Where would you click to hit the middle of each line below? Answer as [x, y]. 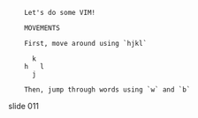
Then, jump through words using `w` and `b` [107, 90]
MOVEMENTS [42, 28]
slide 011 [24, 106]
